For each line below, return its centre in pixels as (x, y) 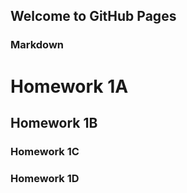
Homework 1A (69, 86)
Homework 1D (45, 178)
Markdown (37, 45)
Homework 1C (45, 151)
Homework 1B (54, 122)
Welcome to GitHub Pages (93, 16)
